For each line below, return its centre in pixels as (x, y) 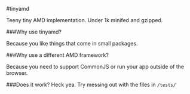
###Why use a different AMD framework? (58, 55)
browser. (17, 73)
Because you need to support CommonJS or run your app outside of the (95, 66)
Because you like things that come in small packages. (72, 43)
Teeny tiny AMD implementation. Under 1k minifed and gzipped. (85, 20)
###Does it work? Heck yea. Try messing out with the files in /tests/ (91, 84)
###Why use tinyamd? (34, 32)
